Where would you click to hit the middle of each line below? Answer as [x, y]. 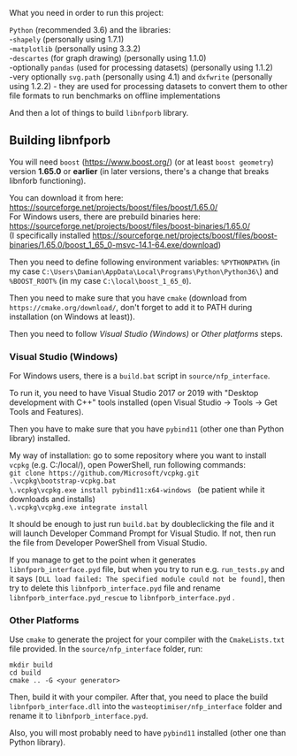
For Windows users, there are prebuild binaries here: [105, 217]
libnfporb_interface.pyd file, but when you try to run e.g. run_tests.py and [147, 569]
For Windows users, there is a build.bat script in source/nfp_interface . [140, 376]
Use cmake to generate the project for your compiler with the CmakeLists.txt [147, 639]
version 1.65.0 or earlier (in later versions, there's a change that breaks [139, 171]
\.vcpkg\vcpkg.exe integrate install [79, 508]
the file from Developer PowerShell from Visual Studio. [108, 543]
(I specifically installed [50, 235]
